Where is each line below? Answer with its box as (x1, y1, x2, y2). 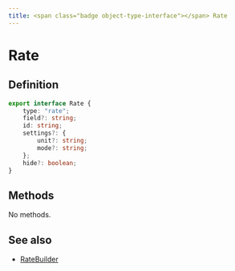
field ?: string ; (22, 114, 78, 123)
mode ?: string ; (37, 144, 88, 152)
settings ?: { (22, 129, 67, 137)
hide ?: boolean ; (22, 159, 78, 167)
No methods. (8, 210, 51, 220)
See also (8, 233, 52, 247)
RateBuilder (19, 254, 59, 264)
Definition (8, 78, 59, 92)
